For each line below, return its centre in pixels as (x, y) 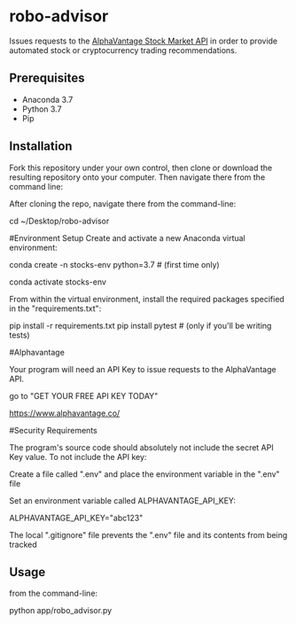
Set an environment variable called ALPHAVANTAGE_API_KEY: (123, 500)
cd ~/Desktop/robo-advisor (59, 221)
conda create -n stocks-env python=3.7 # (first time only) (114, 264)
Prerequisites (47, 78)
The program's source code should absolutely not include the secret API (141, 447)
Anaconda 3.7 (47, 99)
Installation (41, 147)
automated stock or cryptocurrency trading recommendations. (123, 50)
